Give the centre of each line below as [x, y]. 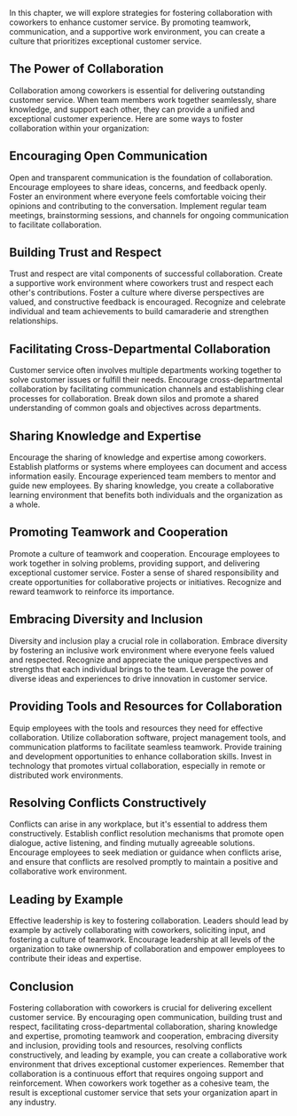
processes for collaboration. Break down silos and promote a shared [134, 399]
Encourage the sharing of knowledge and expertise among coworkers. [138, 457]
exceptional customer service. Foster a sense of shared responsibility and [144, 573]
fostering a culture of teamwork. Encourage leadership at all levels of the [142, 939]
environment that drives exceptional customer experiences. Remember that [147, 1064]
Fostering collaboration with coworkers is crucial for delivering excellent [141, 1008]
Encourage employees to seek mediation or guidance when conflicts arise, [145, 852]
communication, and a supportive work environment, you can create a [137, 32]
